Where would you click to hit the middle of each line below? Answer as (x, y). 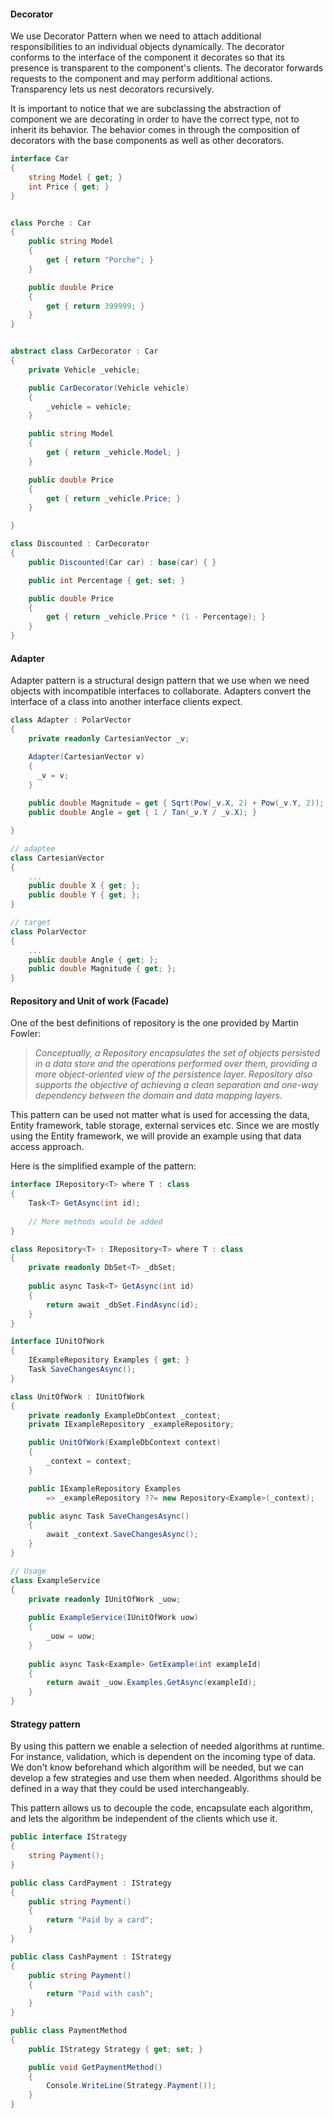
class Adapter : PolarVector (71, 720)
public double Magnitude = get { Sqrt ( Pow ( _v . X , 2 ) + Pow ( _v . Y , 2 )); (176, 803)
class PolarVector (48, 931)
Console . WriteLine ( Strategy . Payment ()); (131, 2086)
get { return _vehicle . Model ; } (114, 453)
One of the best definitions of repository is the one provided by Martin (154, 1023)
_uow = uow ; (71, 1636)
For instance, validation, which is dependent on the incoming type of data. (163, 1757)
